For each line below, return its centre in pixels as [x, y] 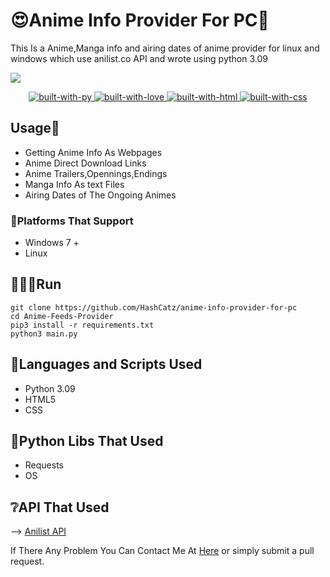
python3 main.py [44, 334]
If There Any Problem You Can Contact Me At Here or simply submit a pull [162, 551]
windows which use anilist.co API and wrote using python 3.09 [139, 58]
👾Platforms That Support [72, 221]
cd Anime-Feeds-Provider [62, 316]
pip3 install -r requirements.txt [82, 325]
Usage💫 [35, 128]
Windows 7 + [52, 243]
